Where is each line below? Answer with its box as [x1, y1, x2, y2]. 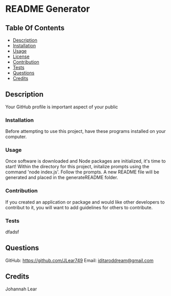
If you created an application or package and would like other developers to [5, 199, 165, 205]
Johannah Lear [5, 286, 37, 292]
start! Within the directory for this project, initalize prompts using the [5, 164, 149, 170]
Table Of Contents [5, 24, 65, 32]
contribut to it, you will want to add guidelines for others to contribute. [5, 204, 153, 210]
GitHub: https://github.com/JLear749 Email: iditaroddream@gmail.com [5, 257, 154, 263]
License [12, 53, 30, 60]
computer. [5, 134, 27, 140]
